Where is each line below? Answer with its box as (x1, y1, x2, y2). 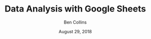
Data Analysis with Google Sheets (4, 3, 146, 14)
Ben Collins (63, 19, 87, 25)
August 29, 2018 (59, 28, 92, 34)
